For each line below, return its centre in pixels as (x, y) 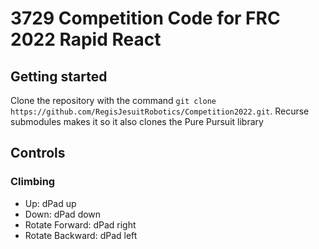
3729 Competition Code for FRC (145, 18)
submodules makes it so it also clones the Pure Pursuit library (137, 121)
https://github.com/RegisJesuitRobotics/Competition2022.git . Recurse (160, 111)
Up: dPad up (50, 203)
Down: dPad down (63, 214)
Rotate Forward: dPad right (80, 224)
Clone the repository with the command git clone (113, 100)
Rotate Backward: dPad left (81, 235)
